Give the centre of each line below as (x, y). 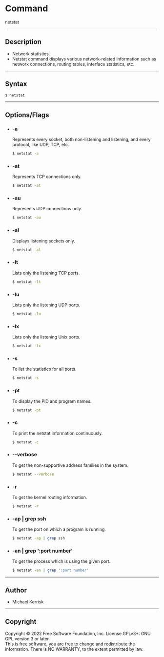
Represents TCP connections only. (47, 177)
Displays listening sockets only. (44, 241)
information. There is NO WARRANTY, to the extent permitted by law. (74, 649)
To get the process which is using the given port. (61, 561)
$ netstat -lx (26, 346)
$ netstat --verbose (33, 474)
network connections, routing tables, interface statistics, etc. (73, 64)
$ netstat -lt (26, 282)
